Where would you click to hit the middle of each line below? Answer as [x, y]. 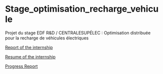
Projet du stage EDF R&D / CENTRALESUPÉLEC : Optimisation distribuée [78, 33]
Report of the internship [29, 47]
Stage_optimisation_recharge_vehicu [82, 9]
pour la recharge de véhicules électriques [47, 38]
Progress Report [21, 66]
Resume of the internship [31, 56]
